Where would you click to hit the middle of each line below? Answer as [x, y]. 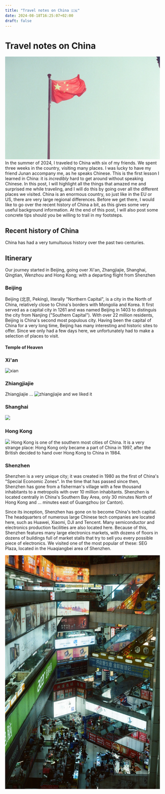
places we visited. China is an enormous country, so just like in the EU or [79, 194]
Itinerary [19, 258]
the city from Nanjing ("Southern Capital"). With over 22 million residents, [79, 315]
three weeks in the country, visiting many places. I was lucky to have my [78, 168]
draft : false [18, 21]
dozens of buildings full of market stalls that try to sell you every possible [79, 538]
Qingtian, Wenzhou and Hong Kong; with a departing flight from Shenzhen [80, 275]
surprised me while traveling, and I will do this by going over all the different [82, 189]
